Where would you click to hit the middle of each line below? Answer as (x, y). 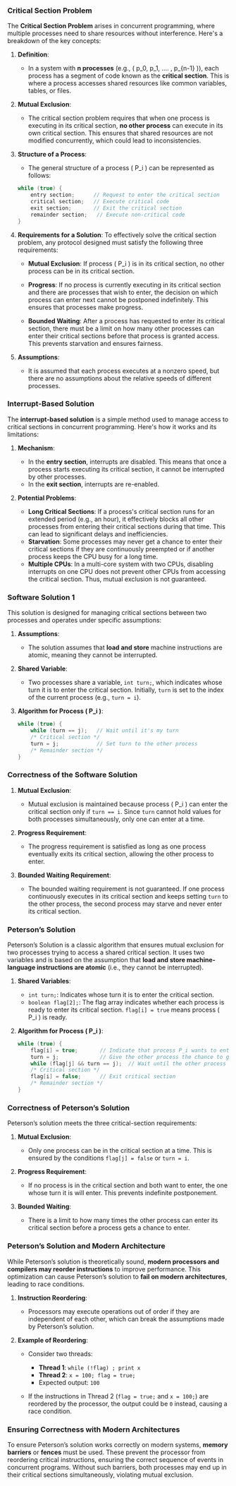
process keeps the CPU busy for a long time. (93, 556)
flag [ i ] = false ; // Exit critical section (103, 1077)
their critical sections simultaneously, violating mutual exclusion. (100, 1475)
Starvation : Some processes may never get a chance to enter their (125, 541)
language (21, 967)
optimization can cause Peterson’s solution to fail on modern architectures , (117, 1276)
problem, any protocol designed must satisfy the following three (110, 242)
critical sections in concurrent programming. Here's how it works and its (112, 426)
